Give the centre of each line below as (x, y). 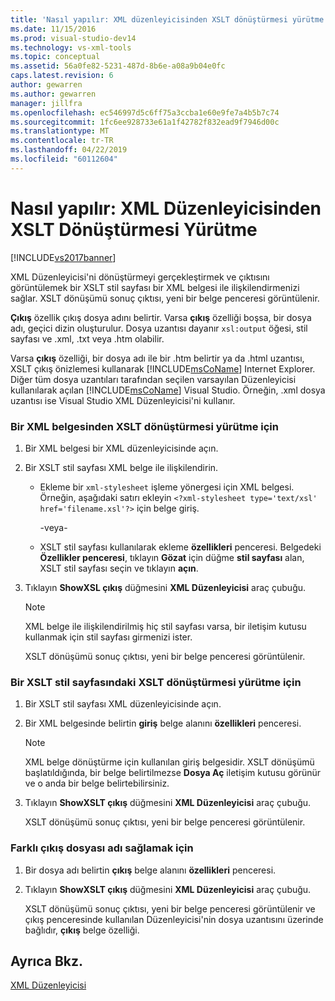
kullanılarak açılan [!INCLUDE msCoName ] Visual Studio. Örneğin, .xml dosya (168, 390)
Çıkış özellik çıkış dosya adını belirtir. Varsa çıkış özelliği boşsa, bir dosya (161, 317)
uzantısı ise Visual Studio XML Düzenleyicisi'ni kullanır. (123, 400)
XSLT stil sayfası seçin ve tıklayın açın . (119, 568)
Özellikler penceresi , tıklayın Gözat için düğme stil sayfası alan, (172, 557)
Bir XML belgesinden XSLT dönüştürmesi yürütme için (144, 426)
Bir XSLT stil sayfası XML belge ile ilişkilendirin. (121, 467)
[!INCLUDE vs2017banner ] (63, 257)
